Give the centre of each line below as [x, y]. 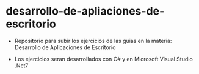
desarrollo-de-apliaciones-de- [85, 11]
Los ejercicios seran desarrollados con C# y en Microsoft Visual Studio [103, 59]
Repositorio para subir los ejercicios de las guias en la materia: [93, 41]
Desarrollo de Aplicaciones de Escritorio [65, 47]
